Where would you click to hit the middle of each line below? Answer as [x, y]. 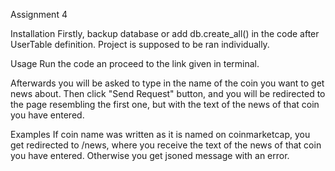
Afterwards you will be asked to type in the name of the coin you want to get [167, 83]
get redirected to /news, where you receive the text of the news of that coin [166, 145]
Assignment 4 [39, 14]
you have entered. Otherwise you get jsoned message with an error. [150, 155]
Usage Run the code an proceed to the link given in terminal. [135, 63]
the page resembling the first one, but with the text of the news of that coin [165, 104]
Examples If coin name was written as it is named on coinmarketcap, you [160, 134]
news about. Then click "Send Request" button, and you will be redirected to [168, 93]
